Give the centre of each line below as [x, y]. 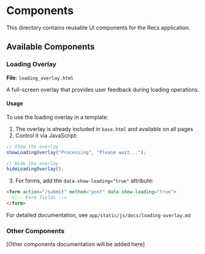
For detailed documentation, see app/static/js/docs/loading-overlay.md [99, 215]
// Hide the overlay [33, 163]
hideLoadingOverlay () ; [35, 169]
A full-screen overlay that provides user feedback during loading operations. [103, 89]
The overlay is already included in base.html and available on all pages [104, 129]
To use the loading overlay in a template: [58, 117]
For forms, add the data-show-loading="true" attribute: [84, 181]
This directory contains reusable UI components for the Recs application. [99, 28]
